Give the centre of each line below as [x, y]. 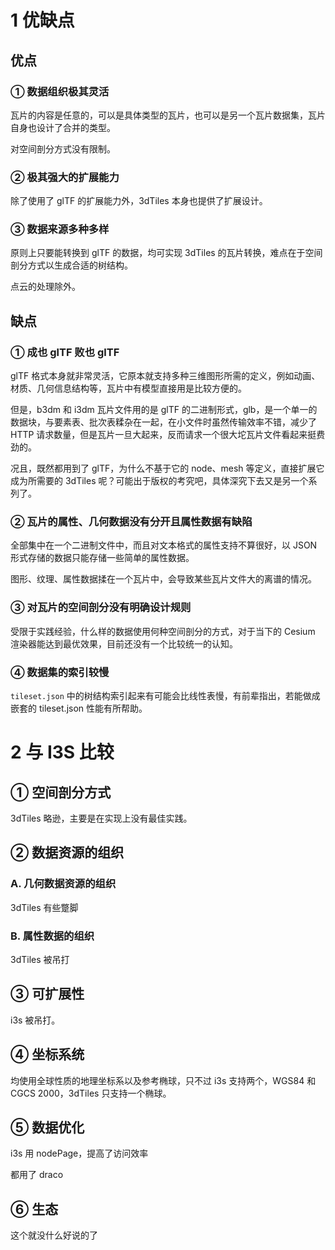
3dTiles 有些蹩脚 [44, 907]
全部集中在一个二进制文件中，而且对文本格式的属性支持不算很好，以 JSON [164, 545]
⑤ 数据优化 [47, 1127]
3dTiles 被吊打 [40, 960]
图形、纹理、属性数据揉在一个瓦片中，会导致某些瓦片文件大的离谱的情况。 [163, 579]
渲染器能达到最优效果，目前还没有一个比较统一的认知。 [124, 643]
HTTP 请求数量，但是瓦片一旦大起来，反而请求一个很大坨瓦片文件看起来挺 [163, 435]
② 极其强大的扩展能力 [65, 177]
